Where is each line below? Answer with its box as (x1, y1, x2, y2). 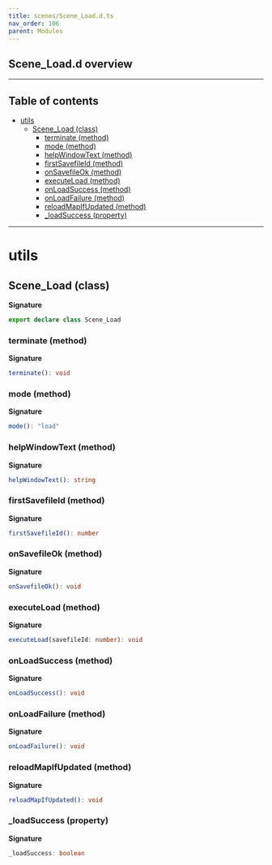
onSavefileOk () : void (8, 582, 82, 591)
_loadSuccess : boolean (8, 849, 85, 857)
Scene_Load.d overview (8, 57, 133, 71)
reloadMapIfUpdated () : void (8, 796, 104, 804)
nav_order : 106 (8, 19, 60, 28)
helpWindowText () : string (8, 476, 96, 484)
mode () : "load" (8, 423, 60, 431)
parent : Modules (8, 27, 63, 35)
